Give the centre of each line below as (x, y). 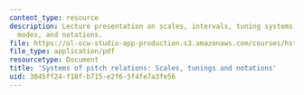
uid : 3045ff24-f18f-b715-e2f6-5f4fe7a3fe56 (93, 77)
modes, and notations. (60, 34)
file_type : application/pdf (62, 52)
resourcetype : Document (54, 60)
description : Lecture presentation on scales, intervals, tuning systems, (153, 26)
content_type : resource (54, 18)
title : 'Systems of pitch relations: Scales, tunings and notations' (143, 69)
